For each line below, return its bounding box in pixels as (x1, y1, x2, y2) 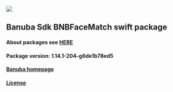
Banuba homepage (6, 65, 54, 73)
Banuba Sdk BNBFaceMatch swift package (6, 22, 168, 32)
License (6, 79, 27, 86)
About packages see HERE (6, 38, 73, 45)
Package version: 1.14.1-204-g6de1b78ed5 (6, 52, 114, 59)
